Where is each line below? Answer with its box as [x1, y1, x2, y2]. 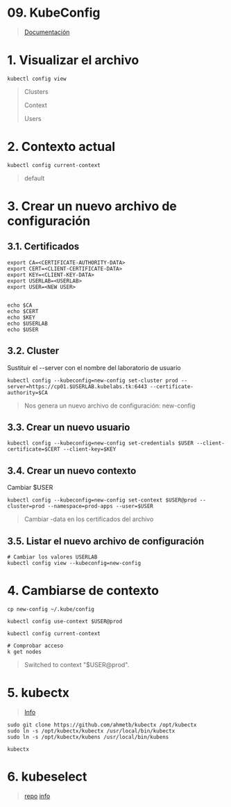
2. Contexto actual [7, 139, 116, 154]
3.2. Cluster [7, 345, 60, 357]
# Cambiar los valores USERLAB [7, 554, 98, 561]
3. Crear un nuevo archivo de [7, 198, 177, 214]
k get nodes [7, 648, 42, 655]
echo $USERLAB [7, 320, 49, 327]
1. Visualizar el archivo [7, 52, 139, 68]
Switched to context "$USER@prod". [24, 661, 130, 669]
